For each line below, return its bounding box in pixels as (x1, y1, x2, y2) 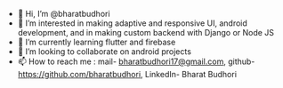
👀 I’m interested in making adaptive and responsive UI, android (17, 18, 247, 28)
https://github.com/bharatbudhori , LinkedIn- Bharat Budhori (17, 69, 238, 79)
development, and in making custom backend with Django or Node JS (17, 28, 274, 37)
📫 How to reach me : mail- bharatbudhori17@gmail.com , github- (17, 56, 255, 67)
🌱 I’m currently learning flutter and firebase (17, 36, 176, 47)
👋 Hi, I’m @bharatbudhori (17, 9, 110, 19)
